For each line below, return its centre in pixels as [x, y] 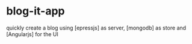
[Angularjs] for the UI [32, 34]
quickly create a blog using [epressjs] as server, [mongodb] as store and [96, 28]
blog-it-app [36, 11]
